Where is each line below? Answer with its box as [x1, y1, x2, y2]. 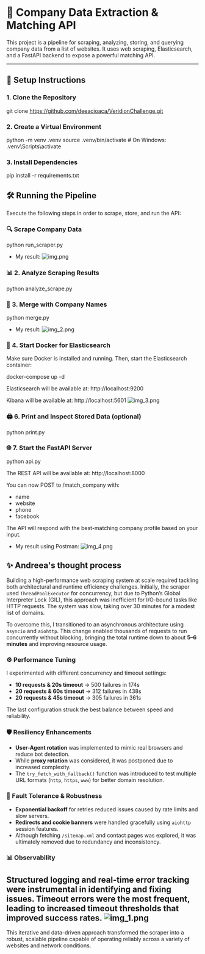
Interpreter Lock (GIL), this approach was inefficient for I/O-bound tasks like [6, 596, 197, 603]
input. [6, 531, 21, 538]
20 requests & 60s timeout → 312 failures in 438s [15, 687, 142, 695]
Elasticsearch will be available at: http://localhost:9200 [6, 385, 144, 392]
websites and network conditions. [6, 942, 92, 949]
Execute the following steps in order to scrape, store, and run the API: [6, 210, 181, 217]
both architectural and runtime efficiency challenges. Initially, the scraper [6, 583, 190, 590]
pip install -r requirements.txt [6, 172, 79, 179]
